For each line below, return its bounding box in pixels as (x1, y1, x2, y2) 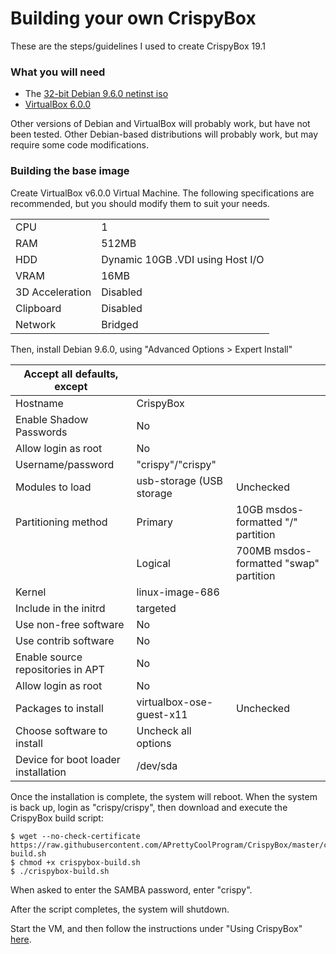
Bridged (101, 317, 139, 331)
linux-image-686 (136, 585, 220, 599)
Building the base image (10, 164, 130, 178)
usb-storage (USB (136, 473, 224, 487)
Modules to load (15, 480, 92, 494)
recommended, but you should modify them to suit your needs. (10, 197, 270, 209)
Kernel (15, 585, 47, 599)
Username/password (15, 457, 115, 471)
